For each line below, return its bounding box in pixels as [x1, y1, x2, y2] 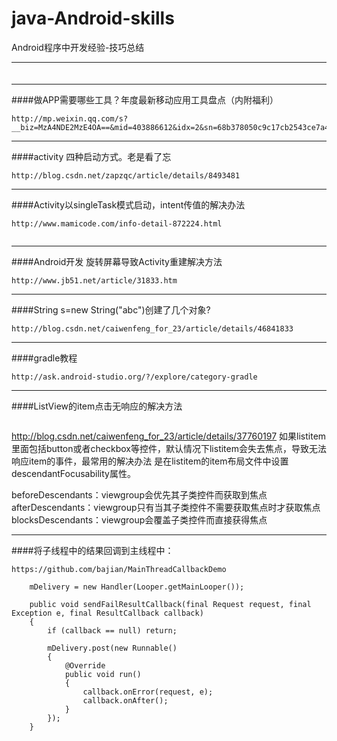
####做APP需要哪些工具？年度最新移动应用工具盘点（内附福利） [11, 93, 279, 106]
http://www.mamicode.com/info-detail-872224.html [11, 218, 223, 229]
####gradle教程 [11, 352, 78, 364]
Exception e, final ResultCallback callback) [11, 608, 204, 618]
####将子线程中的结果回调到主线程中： [11, 544, 174, 556]
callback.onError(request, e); [82, 687, 214, 697]
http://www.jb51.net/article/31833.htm [11, 275, 178, 286]
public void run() [64, 669, 142, 679]
